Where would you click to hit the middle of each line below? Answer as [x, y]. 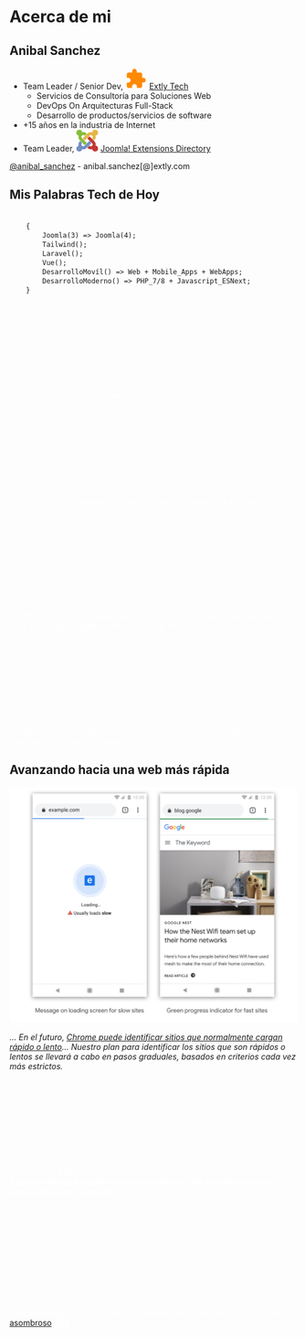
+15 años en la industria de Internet [89, 125]
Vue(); [55, 262]
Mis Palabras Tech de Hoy [84, 195]
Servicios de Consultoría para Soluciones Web [124, 96]
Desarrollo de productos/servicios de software [124, 115]
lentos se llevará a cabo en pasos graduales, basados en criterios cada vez [153, 1056]
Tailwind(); [65, 244]
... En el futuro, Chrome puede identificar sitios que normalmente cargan [146, 1037]
